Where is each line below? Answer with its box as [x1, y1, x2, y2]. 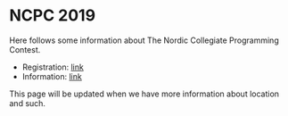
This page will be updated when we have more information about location [9, 88, 279, 99]
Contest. [9, 44, 41, 54]
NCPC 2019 [9, 5, 96, 26]
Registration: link [21, 62, 85, 72]
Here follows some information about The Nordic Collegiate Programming [9, 35, 279, 46]
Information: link [21, 70, 82, 81]
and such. [9, 97, 46, 108]
